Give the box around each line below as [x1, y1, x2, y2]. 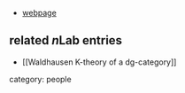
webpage [21, 8, 58, 18]
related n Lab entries [9, 33, 122, 48]
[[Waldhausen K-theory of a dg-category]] [21, 57, 177, 67]
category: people [9, 74, 73, 84]
